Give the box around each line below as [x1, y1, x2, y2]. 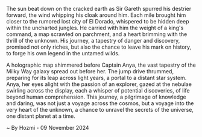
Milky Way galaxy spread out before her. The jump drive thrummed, [6, 68, 174, 75]
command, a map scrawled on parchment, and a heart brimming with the [6, 31, 188, 38]
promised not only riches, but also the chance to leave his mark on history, [6, 43, 192, 50]
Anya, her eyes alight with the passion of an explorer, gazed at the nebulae [6, 81, 192, 88]
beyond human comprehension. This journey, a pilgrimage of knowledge [6, 93, 186, 100]
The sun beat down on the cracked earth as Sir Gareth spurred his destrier [6, 5, 192, 12]
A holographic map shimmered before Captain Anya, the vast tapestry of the [6, 61, 196, 68]
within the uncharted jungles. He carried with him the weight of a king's [6, 24, 184, 31]
